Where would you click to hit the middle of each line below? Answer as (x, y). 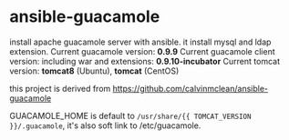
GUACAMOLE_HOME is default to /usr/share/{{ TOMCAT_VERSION (130, 115)
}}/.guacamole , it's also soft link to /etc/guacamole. (105, 125)
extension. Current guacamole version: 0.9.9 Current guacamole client (142, 51)
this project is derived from (60, 88)
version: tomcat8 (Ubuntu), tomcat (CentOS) (94, 71)
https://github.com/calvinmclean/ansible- (191, 88)
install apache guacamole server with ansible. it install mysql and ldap (140, 42)
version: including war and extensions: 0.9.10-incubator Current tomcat (145, 61)
